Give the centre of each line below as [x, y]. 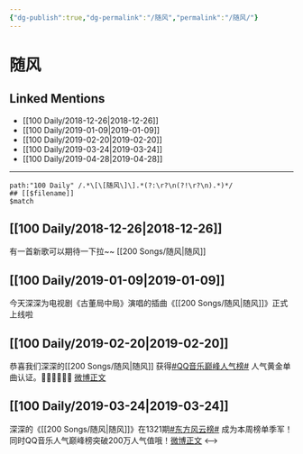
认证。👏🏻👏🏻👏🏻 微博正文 [61, 377]
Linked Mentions [57, 99]
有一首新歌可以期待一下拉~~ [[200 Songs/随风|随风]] [108, 251]
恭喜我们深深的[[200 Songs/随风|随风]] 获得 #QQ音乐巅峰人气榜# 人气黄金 [146, 367]
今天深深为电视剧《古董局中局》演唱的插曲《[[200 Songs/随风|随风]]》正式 [149, 304]
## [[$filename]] [42, 193]
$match [22, 201]
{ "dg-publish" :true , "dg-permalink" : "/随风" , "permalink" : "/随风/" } [134, 18]
